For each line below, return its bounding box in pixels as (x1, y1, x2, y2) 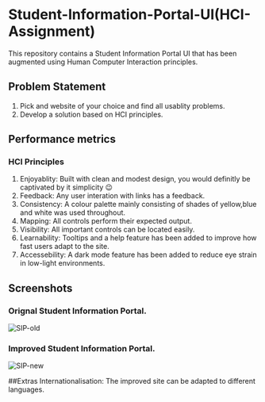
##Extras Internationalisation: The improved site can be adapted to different (8, 377, 256, 386)
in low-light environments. (19, 258, 106, 268)
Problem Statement (8, 80, 106, 94)
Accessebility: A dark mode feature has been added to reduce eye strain (19, 250, 257, 259)
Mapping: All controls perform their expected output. (19, 216, 193, 226)
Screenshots (8, 281, 73, 295)
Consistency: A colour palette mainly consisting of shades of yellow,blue (19, 200, 257, 209)
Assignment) (8, 22, 96, 40)
